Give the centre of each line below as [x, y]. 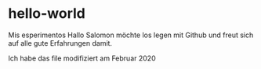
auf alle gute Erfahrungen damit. [60, 43]
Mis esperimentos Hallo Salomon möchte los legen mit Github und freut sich [131, 35]
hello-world [47, 14]
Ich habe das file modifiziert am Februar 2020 [82, 58]
